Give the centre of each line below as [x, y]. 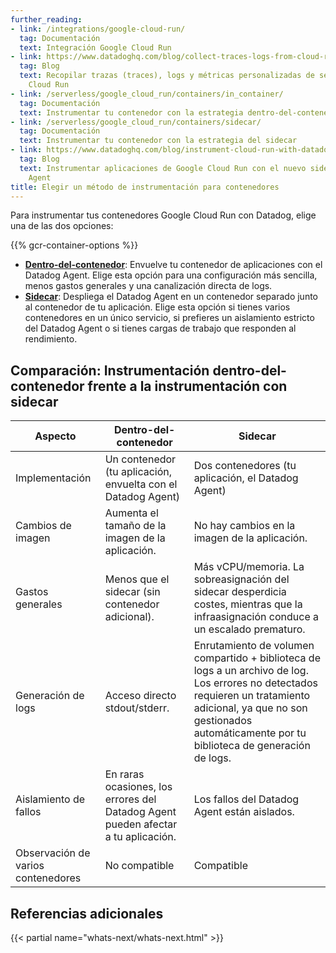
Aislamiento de [50, 799]
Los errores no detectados [255, 683]
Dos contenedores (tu [245, 466]
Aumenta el [131, 513]
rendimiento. [51, 339]
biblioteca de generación [252, 746]
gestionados [223, 721]
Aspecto [55, 436]
